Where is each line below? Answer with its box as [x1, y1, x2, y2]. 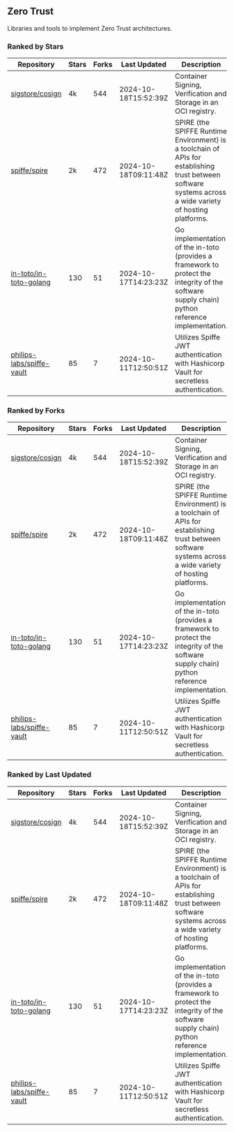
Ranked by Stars [7, 41, 64, 51]
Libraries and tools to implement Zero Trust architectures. [7, 24, 173, 32]
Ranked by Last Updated [7, 770, 92, 779]
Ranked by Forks [7, 406, 65, 416]
